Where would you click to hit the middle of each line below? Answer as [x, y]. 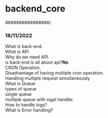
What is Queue [20, 83]
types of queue [21, 89]
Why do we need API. [27, 57]
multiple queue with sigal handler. [40, 99]
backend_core [35, 9]
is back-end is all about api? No [37, 62]
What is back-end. [24, 46]
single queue [18, 94]
